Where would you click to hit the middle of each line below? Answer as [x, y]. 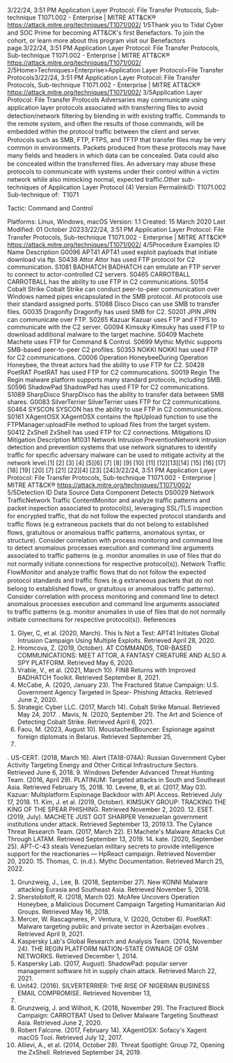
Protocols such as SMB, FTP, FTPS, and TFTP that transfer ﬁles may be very [116, 140]
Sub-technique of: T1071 [43, 195]
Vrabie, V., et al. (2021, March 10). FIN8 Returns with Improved [106, 670]
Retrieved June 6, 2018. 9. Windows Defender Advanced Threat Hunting [111, 772]
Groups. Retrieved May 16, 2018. [63, 911]
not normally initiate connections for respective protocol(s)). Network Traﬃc [116, 564]
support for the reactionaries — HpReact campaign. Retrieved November [112, 854]
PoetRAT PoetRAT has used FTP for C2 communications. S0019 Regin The [114, 372]
